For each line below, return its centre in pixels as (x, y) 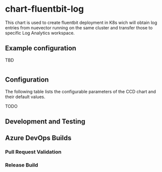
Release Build (22, 165)
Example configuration (41, 48)
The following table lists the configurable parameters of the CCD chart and (81, 91)
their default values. (25, 97)
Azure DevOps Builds (38, 138)
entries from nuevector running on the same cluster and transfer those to (79, 27)
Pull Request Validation (33, 152)
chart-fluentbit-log (45, 9)
